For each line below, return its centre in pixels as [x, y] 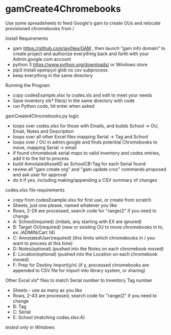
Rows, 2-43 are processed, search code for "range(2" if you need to [85, 295]
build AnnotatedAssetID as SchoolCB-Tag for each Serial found [79, 163]
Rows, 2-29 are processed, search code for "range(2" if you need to [84, 210]
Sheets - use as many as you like [47, 290]
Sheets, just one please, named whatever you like [65, 205]
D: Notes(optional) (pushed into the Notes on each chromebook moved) [88, 249]
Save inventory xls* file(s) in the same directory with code [74, 101]
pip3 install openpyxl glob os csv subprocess [60, 70]
